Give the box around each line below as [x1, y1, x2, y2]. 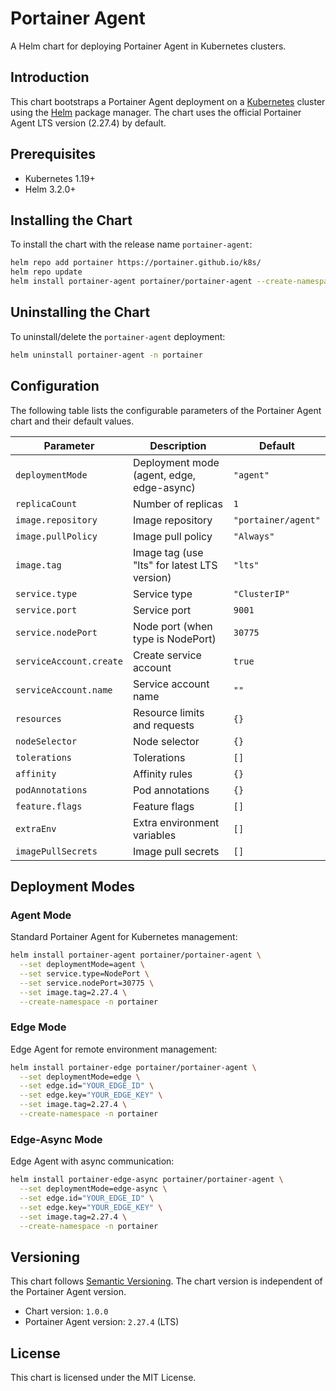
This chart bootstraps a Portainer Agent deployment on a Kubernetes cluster [10, 95, 326, 107]
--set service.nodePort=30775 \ [19, 978, 155, 988]
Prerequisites [10, 146, 96, 163]
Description [149, 438, 207, 452]
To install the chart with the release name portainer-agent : [10, 238, 253, 251]
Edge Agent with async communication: [10, 1155, 175, 1167]
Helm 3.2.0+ [24, 183, 77, 195]
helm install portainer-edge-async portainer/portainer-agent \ [10, 1175, 284, 1185]
